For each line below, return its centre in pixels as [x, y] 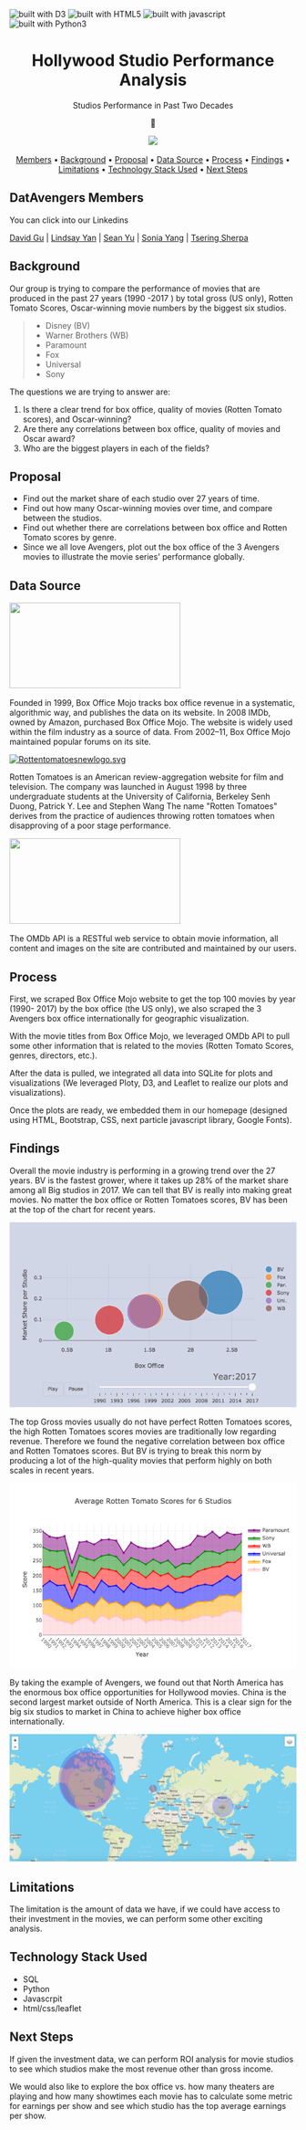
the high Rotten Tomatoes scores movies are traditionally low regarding [143, 1431]
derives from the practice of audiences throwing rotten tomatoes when [142, 816]
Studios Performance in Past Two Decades [153, 105]
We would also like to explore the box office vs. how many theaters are [142, 2086]
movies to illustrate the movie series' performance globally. [133, 557]
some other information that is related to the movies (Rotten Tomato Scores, [152, 1046]
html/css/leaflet [52, 2008]
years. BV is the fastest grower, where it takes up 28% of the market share [149, 1180]
